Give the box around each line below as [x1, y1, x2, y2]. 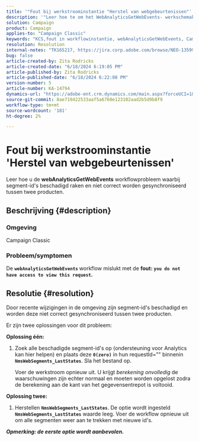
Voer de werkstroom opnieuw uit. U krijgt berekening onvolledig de [14, 368, 178, 375]
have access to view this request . [6, 271, 93, 278]
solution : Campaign [6, 20, 54, 25]
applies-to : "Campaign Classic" [6, 31, 86, 37]
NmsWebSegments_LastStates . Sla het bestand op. [14, 357, 132, 364]
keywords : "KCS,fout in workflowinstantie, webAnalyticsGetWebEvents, [6, 36, 184, 42]
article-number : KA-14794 [6, 86, 70, 92]
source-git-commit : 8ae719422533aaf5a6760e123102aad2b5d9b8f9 [6, 96, 163, 102]
